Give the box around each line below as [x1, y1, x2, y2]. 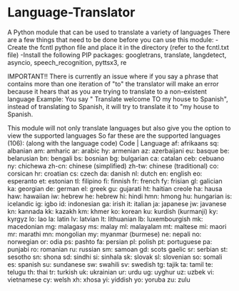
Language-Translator [7, 4, 136, 21]
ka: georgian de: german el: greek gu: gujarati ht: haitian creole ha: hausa [7, 184, 223, 193]
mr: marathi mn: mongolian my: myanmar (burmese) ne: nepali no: [7, 230, 202, 238]
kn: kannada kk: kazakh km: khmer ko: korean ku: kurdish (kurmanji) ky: [7, 207, 218, 215]
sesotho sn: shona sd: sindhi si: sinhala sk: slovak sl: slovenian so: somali [7, 252, 223, 261]
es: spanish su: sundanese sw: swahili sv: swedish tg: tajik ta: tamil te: [7, 260, 213, 268]
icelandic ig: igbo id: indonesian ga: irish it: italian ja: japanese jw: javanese [7, 199, 227, 208]
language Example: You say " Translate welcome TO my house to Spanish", [7, 94, 228, 103]
